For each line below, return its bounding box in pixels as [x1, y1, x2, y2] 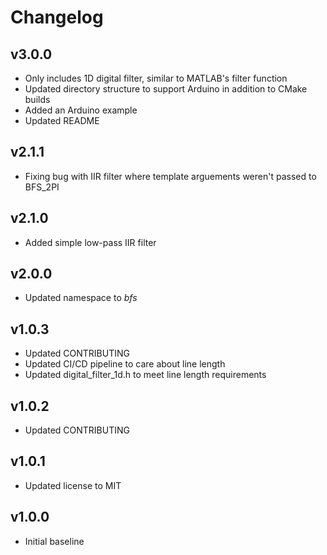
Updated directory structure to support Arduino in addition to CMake [24, 83, 308, 95]
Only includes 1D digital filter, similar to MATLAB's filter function [24, 72, 288, 84]
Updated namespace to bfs [24, 292, 138, 304]
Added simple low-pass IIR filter [24, 236, 157, 248]
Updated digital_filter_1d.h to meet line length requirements [24, 369, 267, 381]
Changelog [10, 6, 104, 29]
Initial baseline [24, 535, 85, 547]
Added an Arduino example [24, 104, 138, 116]
